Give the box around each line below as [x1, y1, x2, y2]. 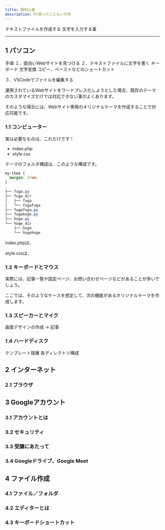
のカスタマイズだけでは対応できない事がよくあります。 [5, 94, 116, 99]
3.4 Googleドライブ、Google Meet [5, 458, 88, 465]
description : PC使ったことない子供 [5, 12, 71, 17]
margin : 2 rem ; [9, 175, 38, 180]
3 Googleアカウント [5, 398, 66, 406]
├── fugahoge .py [5, 212, 38, 217]
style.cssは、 [5, 250, 32, 256]
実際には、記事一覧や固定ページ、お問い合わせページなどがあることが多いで [5, 276, 160, 282]
